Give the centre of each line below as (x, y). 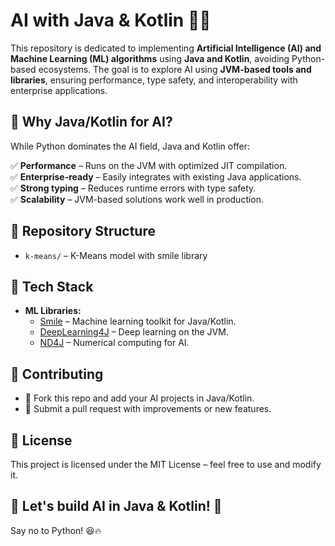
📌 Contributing (57, 374)
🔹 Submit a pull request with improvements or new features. (148, 409)
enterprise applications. (59, 90)
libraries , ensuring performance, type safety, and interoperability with (154, 80)
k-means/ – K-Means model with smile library (116, 255)
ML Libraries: (53, 311)
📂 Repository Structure (83, 231)
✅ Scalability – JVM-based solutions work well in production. (137, 199)
